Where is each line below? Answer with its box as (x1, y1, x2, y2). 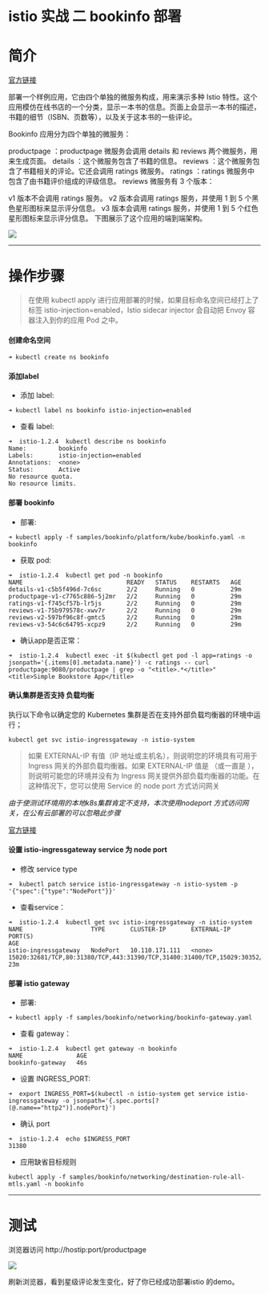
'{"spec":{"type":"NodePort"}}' (8, 887, 116, 895)
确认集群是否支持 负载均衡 (8, 691, 94, 700)
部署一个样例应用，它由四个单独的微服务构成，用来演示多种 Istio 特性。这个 (8, 92, 258, 102)
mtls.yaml (8, 1180, 42, 1188)
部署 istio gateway (8, 978, 70, 988)
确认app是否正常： (19, 635, 82, 645)
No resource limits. (8, 480, 78, 488)
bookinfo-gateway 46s (8, 1059, 88, 1067)
